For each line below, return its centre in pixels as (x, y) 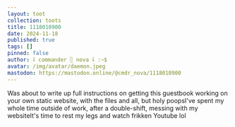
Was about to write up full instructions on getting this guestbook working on (117, 93)
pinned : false (28, 54)
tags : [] (20, 47)
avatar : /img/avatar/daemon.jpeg (56, 66)
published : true (31, 40)
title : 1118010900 (34, 27)
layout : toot (26, 14)
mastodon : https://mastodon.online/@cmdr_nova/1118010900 (94, 73)
